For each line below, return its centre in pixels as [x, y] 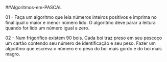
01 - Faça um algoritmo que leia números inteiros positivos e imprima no [81, 17]
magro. [13, 54]
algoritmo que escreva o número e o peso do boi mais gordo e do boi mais [83, 49]
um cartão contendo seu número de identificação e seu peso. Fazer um [80, 43]
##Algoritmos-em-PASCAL [34, 7]
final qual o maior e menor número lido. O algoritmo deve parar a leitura [80, 23]
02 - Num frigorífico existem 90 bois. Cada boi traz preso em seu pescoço [84, 38]
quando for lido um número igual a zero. [47, 28]
